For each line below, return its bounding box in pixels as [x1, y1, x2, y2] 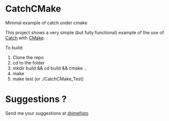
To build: [5, 44, 24, 50]
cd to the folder [12, 59, 45, 66]
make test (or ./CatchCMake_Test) [12, 76, 84, 82]
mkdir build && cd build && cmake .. [12, 65, 87, 71]
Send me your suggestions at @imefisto [5, 110, 89, 116]
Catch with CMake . [5, 35, 45, 41]
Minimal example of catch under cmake [5, 20, 88, 26]
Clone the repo [12, 54, 44, 60]
